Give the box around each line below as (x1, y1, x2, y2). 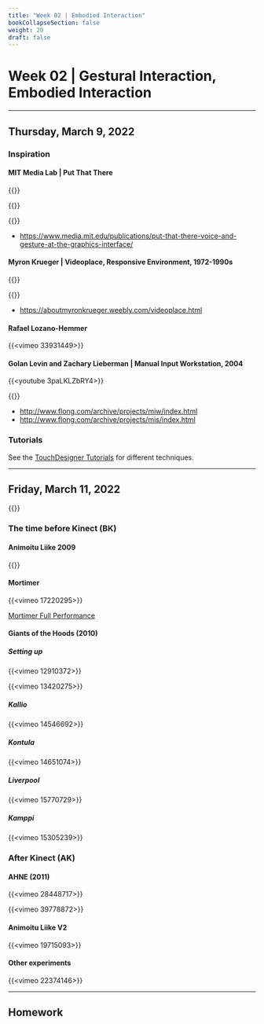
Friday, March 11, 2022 (8, 483, 120, 496)
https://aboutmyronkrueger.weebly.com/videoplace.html (19, 305, 203, 314)
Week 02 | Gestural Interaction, (8, 68, 217, 85)
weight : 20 (8, 26, 44, 34)
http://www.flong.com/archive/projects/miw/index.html (19, 406, 198, 417)
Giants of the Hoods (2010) (8, 629, 98, 638)
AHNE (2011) (8, 872, 50, 881)
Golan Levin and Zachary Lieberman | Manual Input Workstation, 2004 (8, 358, 244, 368)
